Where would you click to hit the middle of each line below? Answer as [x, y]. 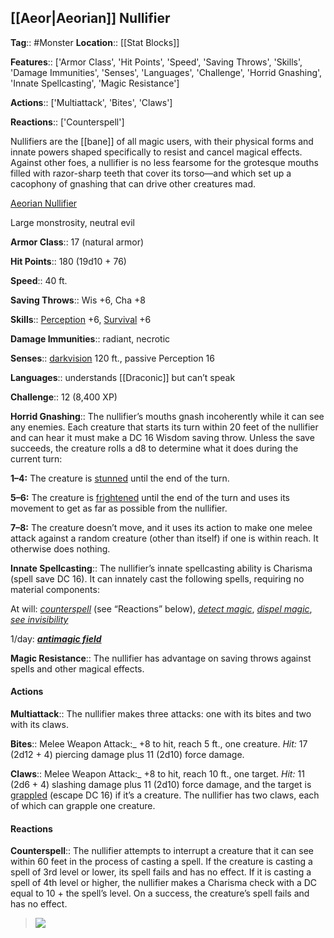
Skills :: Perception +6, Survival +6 [81, 319]
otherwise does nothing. [60, 548]
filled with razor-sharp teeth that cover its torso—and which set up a [151, 173]
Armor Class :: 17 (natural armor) [77, 242]
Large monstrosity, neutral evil [72, 222]
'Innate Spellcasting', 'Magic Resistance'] [95, 83]
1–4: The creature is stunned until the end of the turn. [120, 478]
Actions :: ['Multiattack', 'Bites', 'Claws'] [91, 102]
